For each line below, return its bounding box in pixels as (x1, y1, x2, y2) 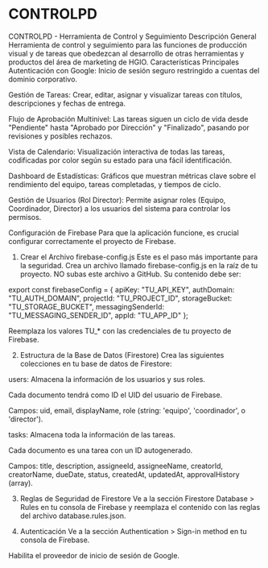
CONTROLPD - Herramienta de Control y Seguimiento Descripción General (8, 31, 257, 41)
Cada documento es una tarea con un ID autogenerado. (8, 445, 193, 455)
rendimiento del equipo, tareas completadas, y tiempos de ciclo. (8, 179, 221, 189)
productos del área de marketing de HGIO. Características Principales (8, 57, 240, 67)
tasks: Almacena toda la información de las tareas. (8, 429, 175, 439)
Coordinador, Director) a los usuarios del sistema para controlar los (8, 203, 231, 214)
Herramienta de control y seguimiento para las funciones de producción (8, 39, 247, 49)
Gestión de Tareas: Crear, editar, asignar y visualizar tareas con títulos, (8, 89, 243, 99)
